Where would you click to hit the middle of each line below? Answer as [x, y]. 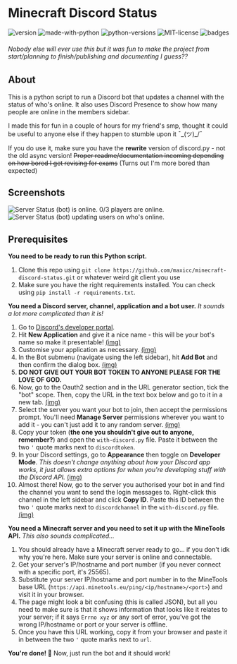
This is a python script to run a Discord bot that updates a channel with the [116, 97]
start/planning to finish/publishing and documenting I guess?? [98, 56]
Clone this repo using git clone [64, 270]
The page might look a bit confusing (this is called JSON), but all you [117, 602]
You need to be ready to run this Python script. [77, 256]
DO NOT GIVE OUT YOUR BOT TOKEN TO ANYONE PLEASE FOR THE [119, 373]
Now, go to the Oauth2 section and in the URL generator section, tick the [123, 387]
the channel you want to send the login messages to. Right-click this [117, 493]
